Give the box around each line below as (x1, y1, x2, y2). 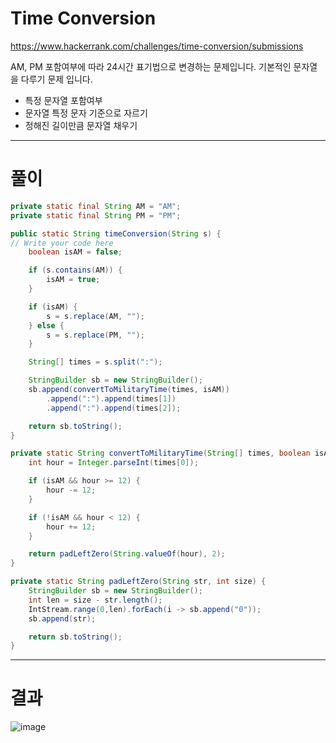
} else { (28, 320, 65, 331)
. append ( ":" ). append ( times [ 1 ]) (46, 393, 177, 404)
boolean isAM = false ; (28, 247, 123, 257)
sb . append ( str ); (28, 613, 97, 624)
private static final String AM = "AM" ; (10, 201, 182, 211)
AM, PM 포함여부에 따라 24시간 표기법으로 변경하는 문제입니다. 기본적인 (10, 60, 292, 72)
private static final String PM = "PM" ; (10, 210, 182, 221)
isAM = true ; (46, 275, 101, 285)
